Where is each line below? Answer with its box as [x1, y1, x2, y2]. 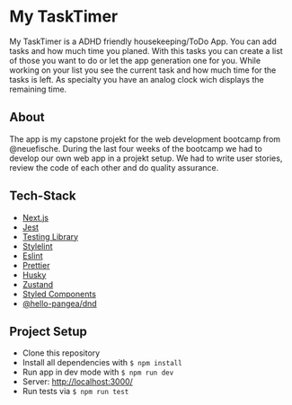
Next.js [22, 212, 49, 223]
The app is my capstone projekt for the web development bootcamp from [9, 133, 281, 145]
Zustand [22, 278, 54, 289]
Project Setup [9, 323, 88, 339]
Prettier [22, 260, 50, 270]
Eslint [22, 250, 43, 261]
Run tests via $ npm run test [22, 386, 129, 397]
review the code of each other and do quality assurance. [9, 162, 219, 172]
